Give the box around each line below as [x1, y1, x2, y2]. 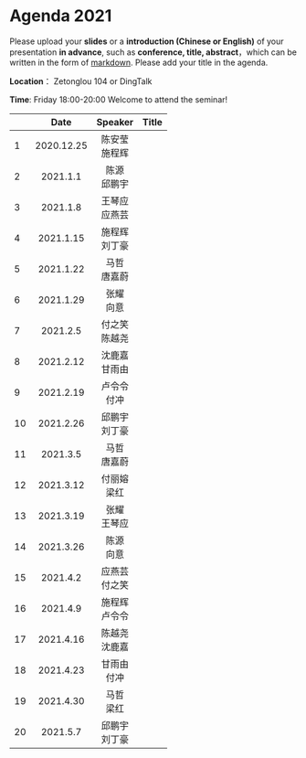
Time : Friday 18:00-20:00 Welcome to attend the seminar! [9, 93, 228, 105]
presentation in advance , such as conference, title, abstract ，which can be [9, 47, 298, 58]
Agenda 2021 [9, 5, 112, 27]
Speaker [96, 115, 134, 128]
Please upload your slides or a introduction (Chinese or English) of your [9, 36, 285, 47]
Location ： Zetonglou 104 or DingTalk [9, 75, 153, 87]
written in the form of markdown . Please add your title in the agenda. [9, 57, 269, 68]
